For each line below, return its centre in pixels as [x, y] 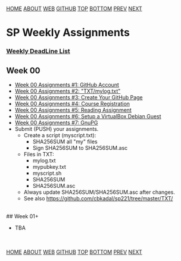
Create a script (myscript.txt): [60, 135]
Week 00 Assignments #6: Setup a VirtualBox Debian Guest [88, 116]
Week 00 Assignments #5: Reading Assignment [73, 110]
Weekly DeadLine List [38, 51]
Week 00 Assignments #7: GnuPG [56, 122]
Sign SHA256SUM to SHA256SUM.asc [80, 147]
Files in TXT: [39, 154]
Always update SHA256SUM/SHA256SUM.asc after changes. [99, 192]
